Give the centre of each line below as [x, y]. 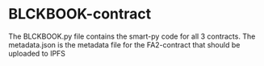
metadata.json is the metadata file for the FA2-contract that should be [124, 44]
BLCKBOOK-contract [80, 14]
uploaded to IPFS [37, 53]
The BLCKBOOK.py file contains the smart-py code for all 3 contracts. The [132, 36]
